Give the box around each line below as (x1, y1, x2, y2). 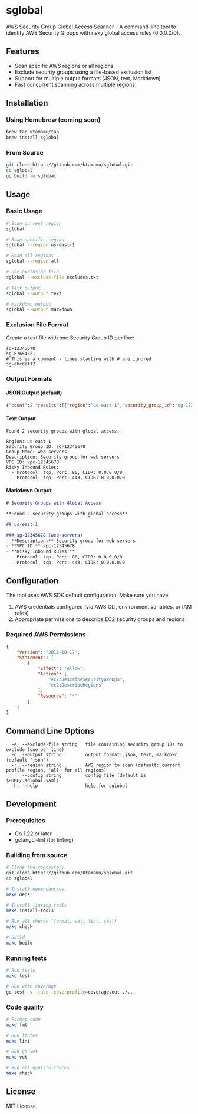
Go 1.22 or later (14, 830, 52, 837)
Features (6, 47, 39, 57)
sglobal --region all (6, 258, 60, 264)
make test (6, 972, 31, 979)
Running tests (6, 954, 47, 962)
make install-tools (6, 907, 54, 914)
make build (6, 940, 33, 946)
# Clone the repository (6, 864, 65, 871)
